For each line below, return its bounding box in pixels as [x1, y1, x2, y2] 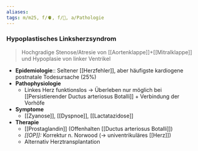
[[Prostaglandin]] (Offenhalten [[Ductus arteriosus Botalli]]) [24, 125, 173, 132]
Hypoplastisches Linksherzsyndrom [6, 35, 117, 43]
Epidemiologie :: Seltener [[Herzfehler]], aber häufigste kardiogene [15, 66, 184, 74]
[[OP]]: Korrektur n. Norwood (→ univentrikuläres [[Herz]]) [24, 132, 172, 139]
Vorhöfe [24, 99, 45, 107]
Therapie [15, 118, 39, 125]
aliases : [6, 9, 29, 15]
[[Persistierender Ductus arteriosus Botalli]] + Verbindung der [24, 93, 180, 100]
